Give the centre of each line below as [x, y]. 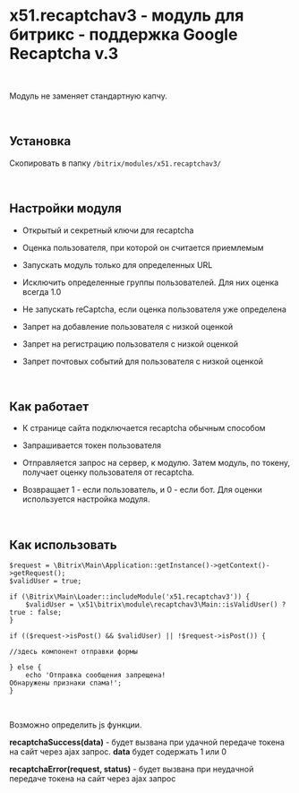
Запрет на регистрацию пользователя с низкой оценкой [130, 344]
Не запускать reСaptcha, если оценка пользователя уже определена [154, 309]
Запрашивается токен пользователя [91, 445]
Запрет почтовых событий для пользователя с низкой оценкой [143, 361]
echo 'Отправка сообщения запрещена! [96, 676]
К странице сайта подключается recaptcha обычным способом [144, 428]
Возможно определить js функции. [76, 725]
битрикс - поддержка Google [124, 34]
